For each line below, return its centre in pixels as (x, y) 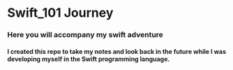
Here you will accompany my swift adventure (85, 35)
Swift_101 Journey (60, 13)
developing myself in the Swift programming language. (89, 59)
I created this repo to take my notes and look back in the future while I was (117, 51)
